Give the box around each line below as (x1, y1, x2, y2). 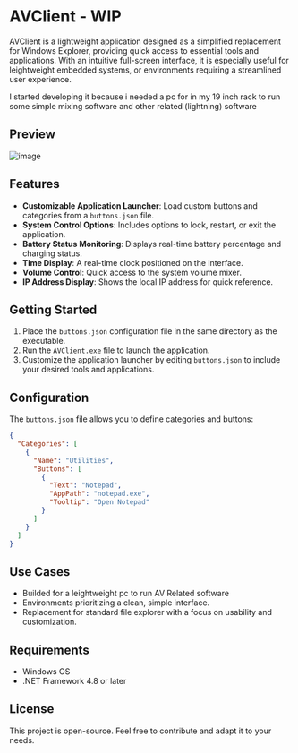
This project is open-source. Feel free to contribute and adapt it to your (9, 725, 272, 736)
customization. (21, 616, 78, 628)
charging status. (21, 248, 82, 259)
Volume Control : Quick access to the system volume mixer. (21, 267, 242, 278)
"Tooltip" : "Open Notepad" (48, 498, 150, 507)
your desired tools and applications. (21, 364, 155, 375)
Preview (9, 127, 56, 142)
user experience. (9, 73, 72, 84)
